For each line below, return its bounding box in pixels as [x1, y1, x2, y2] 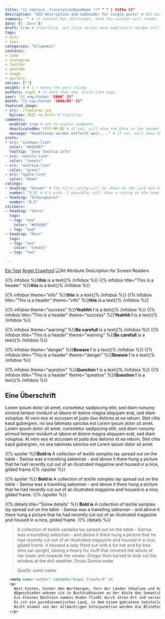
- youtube [5, 67, 26, 72]
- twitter [5, 62, 26, 67]
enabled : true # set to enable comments [9, 122, 93, 127]
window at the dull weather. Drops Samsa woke [17, 557, 113, 564]
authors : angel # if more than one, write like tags [5, 90, 115, 95]
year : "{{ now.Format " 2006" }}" [5, 94, 74, 99]
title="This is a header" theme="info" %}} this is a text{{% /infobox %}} [5, 297, 149, 303]
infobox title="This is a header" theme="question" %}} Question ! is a [5, 372, 145, 378]
